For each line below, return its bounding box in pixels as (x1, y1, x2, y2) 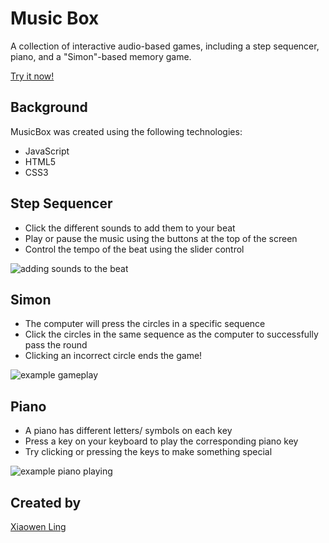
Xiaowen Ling (10, 521, 67, 532)
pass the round (24, 339, 88, 351)
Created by (10, 494, 82, 511)
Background (10, 99, 88, 116)
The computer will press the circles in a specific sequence (24, 318, 266, 330)
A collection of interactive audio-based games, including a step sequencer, (10, 40, 320, 52)
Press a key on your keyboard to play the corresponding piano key (24, 435, 299, 447)
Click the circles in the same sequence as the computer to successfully (24, 328, 319, 341)
